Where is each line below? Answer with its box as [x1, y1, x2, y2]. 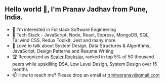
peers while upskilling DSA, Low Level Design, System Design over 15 [12, 61, 157, 67]
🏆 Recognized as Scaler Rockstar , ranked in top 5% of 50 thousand [12, 54, 154, 60]
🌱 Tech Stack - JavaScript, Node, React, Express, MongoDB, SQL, [12, 31, 150, 38]
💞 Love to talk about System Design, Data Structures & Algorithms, [12, 43, 151, 49]
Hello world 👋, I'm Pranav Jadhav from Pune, [5, 5, 148, 14]
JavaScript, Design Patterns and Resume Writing [12, 48, 114, 54]
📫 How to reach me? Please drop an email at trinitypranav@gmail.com [12, 72, 160, 78]
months [12, 66, 28, 72]
